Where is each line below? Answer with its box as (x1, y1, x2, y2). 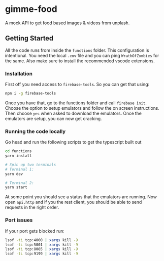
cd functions (5, 149, 32, 154)
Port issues (5, 217, 33, 223)
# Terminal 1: (5, 167, 34, 172)
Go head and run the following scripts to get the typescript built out (5, 139, 142, 145)
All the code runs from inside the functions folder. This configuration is (5, 47, 149, 53)
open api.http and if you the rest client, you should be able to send (5, 199, 142, 205)
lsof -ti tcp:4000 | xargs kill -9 (5, 237, 78, 243)
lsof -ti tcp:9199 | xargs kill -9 (5, 251, 78, 257)
